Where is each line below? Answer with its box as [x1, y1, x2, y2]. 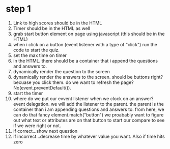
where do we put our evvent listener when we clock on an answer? [13, 95, 154, 102]
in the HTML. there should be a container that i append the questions [13, 57, 158, 64]
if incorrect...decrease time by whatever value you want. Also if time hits [13, 133, 165, 139]
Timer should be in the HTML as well [13, 25, 91, 31]
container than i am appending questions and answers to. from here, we [13, 106, 164, 112]
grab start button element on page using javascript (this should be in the [13, 31, 165, 37]
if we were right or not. [13, 123, 62, 129]
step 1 [6, 3, 31, 15]
